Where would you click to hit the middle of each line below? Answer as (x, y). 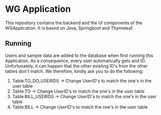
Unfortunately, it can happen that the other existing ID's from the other (77, 66)
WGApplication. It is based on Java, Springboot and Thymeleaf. (69, 28)
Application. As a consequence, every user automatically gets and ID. (76, 61)
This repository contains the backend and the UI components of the (74, 23)
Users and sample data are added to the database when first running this (79, 55)
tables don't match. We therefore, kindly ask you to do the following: (74, 71)
